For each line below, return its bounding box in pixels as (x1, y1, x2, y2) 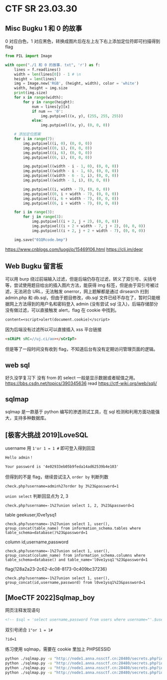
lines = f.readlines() (14, 67, 61, 72)
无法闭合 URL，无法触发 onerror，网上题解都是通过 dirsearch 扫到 (13, 289, 149, 295)
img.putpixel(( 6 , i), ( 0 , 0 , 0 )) (23, 155, 92, 160)
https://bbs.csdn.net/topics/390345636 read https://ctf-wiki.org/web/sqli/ (5, 380, 158, 386)
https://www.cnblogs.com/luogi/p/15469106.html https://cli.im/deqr (5, 246, 143, 252)
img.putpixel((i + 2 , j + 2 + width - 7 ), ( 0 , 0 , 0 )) (31, 228, 146, 233)
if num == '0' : (31, 109, 64, 114)
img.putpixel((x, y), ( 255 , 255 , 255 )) (40, 113, 123, 119)
